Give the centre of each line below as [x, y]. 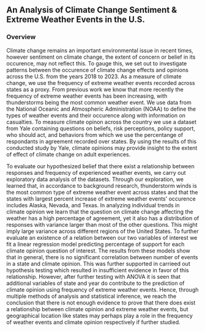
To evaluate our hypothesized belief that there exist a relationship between [100, 166]
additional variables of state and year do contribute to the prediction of [95, 283]
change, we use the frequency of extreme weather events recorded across [101, 83]
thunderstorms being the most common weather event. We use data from [99, 102]
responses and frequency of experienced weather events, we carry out [96, 172]
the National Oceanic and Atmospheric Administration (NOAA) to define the [101, 109]
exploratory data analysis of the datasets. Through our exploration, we [95, 179]
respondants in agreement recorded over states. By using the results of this [102, 141]
